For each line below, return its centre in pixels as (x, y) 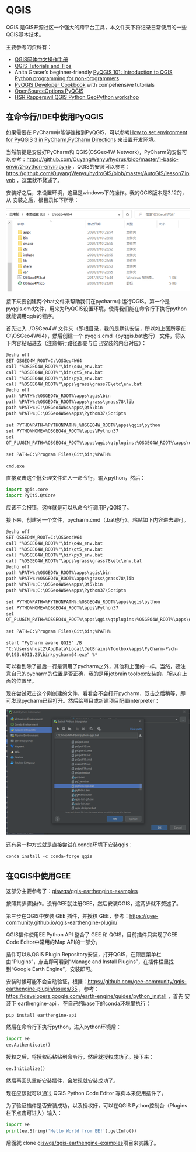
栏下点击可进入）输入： (34, 1113)
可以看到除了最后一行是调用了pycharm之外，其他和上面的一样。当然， (91, 666)
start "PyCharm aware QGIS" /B (44, 643)
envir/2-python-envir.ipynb (38, 166)
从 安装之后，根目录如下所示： (43, 200)
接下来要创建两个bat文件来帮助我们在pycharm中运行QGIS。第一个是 (88, 301)
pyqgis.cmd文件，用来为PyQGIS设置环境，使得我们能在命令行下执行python (97, 309)
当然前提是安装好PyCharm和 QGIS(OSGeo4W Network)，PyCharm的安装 (94, 152)
